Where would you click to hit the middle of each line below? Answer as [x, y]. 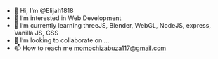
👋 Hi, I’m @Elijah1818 [44, 11]
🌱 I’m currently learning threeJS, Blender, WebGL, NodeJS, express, [112, 25]
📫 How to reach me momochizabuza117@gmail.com [90, 48]
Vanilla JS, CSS [36, 33]
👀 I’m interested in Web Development [68, 18]
